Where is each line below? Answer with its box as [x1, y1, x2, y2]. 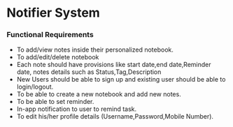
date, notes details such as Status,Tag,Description [16, 68, 162, 76]
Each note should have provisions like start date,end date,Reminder [16, 61, 211, 69]
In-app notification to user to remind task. [16, 105, 137, 113]
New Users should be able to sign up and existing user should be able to [16, 75, 226, 84]
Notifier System [6, 5, 101, 21]
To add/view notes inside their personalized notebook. [16, 45, 174, 54]
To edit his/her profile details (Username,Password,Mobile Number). [16, 112, 214, 121]
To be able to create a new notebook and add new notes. [16, 90, 181, 98]
